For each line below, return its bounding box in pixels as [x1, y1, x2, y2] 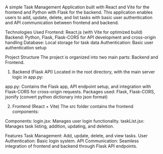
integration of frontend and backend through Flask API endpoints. [5, 143, 138, 149]
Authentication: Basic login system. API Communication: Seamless [5, 138, 139, 144]
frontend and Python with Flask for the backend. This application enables [5, 9, 153, 15]
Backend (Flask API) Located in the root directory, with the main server [12, 69, 155, 75]
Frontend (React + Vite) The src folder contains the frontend [12, 104, 134, 109]
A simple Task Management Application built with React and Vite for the [5, 4, 150, 10]
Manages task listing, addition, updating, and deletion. [5, 123, 114, 129]
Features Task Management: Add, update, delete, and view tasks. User [5, 133, 148, 138]
